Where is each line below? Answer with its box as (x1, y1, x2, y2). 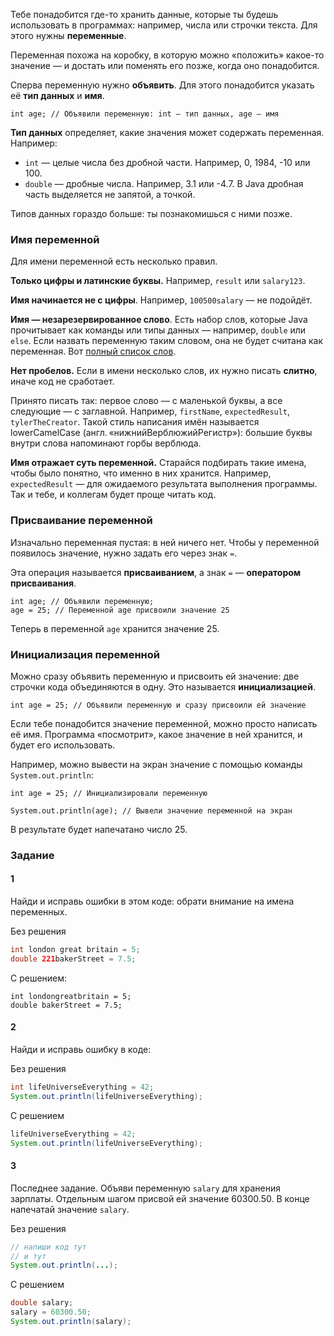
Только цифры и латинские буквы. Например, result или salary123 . (10, 275, 306, 287)
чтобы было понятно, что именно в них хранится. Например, (10, 467, 272, 479)
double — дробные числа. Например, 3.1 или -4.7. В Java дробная (24, 178, 304, 189)
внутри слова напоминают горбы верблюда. (10, 437, 202, 449)
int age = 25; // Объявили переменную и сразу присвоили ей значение (10, 700, 307, 710)
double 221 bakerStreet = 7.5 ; (10, 954, 137, 964)
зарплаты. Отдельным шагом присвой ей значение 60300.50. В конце (10, 1192, 310, 1204)
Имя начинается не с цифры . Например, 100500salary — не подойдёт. (10, 294, 313, 306)
